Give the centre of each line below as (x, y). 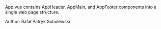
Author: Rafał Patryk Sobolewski (38, 22)
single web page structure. (32, 12)
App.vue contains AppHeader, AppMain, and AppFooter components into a (81, 7)
